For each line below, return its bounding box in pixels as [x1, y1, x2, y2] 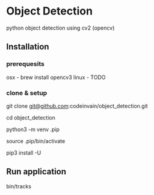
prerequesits [6, 60, 45, 68]
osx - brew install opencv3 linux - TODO [6, 74, 106, 81]
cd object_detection [6, 113, 55, 121]
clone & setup [6, 89, 48, 97]
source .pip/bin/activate [6, 137, 66, 144]
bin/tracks [6, 182, 32, 190]
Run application [6, 167, 67, 177]
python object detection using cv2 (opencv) [6, 24, 115, 31]
